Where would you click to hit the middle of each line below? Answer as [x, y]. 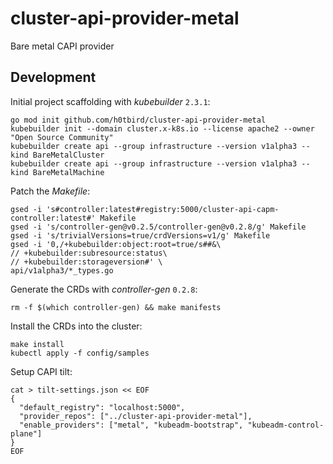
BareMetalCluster [68, 155]
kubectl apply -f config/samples [80, 353]
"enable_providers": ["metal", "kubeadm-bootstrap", [131, 425]
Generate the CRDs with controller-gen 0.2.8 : [104, 289]
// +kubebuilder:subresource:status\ [89, 253]
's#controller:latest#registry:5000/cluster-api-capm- [163, 209]
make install [37, 344]
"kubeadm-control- [286, 425]
